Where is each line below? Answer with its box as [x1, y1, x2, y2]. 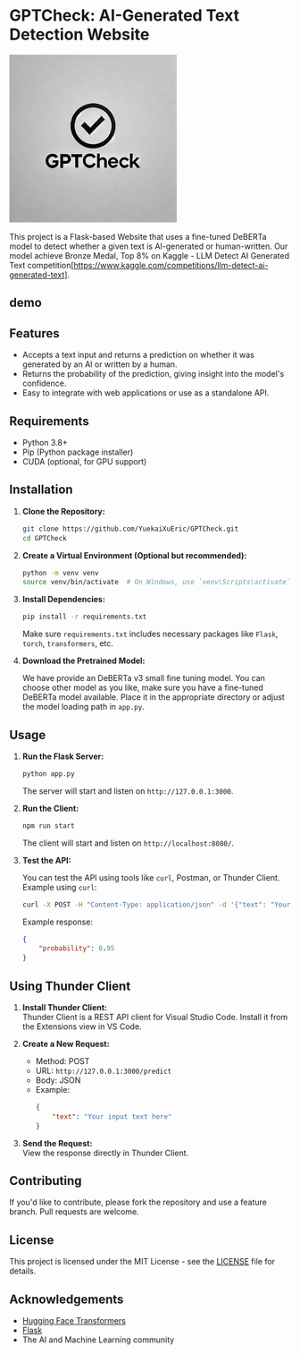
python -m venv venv [21, 568, 99, 577]
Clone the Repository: [21, 506, 105, 516]
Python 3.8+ [21, 437, 69, 447]
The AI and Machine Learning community [21, 1334, 175, 1345]
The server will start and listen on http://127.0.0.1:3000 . [21, 785, 234, 796]
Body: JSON [35, 1075, 81, 1086]
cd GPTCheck [21, 533, 67, 542]
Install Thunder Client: [21, 1002, 107, 1013]
